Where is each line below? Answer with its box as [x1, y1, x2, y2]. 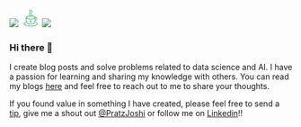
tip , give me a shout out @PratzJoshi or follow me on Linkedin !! [9, 108, 243, 119]
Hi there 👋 [9, 41, 54, 53]
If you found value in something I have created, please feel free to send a [9, 98, 280, 109]
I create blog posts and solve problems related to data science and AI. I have [9, 62, 293, 73]
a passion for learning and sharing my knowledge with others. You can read [9, 71, 289, 82]
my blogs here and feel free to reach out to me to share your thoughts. [9, 81, 270, 92]
